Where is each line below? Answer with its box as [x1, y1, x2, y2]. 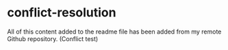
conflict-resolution [7, 5, 116, 21]
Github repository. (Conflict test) [7, 34, 99, 42]
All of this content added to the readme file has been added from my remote [7, 27, 222, 36]
